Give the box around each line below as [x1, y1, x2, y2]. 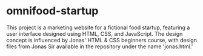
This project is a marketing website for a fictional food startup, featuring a [6, 24, 190, 31]
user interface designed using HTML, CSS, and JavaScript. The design [6, 30, 183, 37]
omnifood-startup [6, 4, 99, 18]
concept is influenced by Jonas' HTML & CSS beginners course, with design [6, 36, 197, 43]
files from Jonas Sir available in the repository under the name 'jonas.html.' [6, 43, 193, 50]
